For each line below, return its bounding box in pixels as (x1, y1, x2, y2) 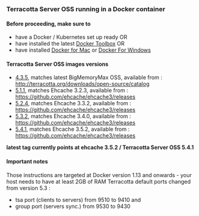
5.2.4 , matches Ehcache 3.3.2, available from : (15, 100, 132, 107)
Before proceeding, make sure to (6, 20, 91, 27)
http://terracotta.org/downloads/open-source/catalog (15, 80, 150, 88)
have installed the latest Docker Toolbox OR (15, 40, 125, 47)
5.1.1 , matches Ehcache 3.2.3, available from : (15, 87, 128, 94)
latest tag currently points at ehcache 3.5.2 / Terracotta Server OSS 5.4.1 (6, 144, 194, 151)
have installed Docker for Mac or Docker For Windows (15, 46, 151, 54)
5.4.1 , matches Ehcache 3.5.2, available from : (15, 125, 130, 133)
